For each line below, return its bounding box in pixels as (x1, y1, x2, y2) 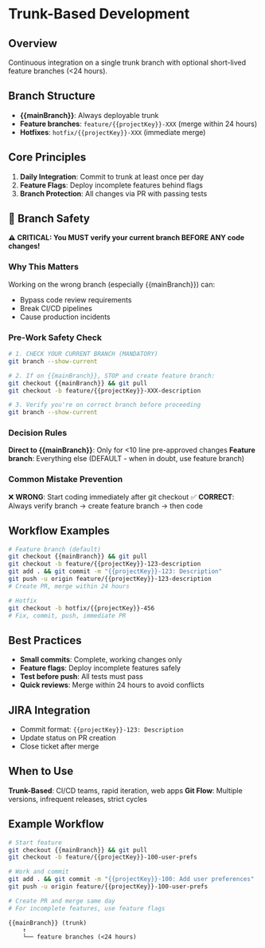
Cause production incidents (19, 312, 111, 322)
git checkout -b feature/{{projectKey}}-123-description (8, 560, 201, 568)
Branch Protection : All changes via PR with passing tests (19, 188, 208, 198)
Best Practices (8, 634, 82, 647)
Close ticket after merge (19, 741, 99, 751)
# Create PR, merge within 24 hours (8, 582, 130, 591)
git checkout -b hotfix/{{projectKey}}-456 (8, 604, 155, 612)
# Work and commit (8, 867, 69, 876)
